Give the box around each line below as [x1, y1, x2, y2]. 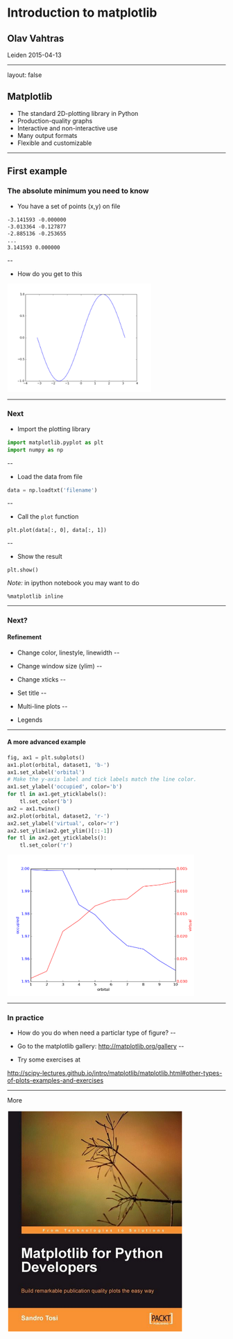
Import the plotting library [17, 424, 91, 433]
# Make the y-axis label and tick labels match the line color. [7, 776, 197, 783]
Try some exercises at [17, 1055, 81, 1064]
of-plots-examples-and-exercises [7, 1076, 104, 1085]
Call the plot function [17, 512, 79, 521]
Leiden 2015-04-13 [7, 51, 62, 59]
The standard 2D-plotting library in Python [17, 109, 139, 117]
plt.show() [7, 567, 39, 573]
